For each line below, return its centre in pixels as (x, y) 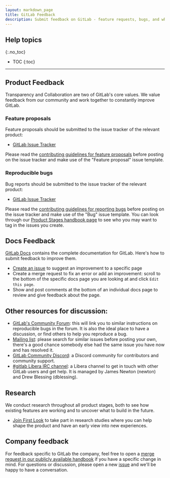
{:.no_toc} (15, 52)
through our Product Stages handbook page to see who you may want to (81, 220)
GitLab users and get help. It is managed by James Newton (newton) (84, 372)
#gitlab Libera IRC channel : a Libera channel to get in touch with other (85, 366)
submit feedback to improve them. (41, 258)
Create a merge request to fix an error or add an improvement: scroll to (87, 274)
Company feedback (37, 441)
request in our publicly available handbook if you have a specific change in (83, 459)
